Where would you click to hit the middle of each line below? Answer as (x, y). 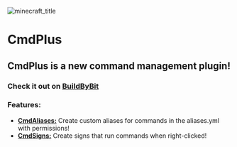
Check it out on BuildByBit (53, 86)
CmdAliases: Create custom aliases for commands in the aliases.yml (118, 120)
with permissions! (43, 128)
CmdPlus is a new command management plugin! (119, 66)
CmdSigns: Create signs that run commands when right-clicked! (112, 136)
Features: (24, 105)
